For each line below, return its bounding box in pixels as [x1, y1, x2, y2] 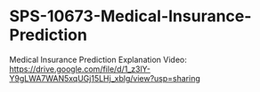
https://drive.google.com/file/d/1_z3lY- [9, 64, 151, 74]
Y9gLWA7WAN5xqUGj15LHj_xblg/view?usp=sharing [9, 73, 200, 83]
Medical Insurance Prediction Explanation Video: [9, 54, 187, 65]
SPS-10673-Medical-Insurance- [9, 6, 252, 27]
